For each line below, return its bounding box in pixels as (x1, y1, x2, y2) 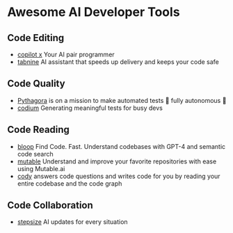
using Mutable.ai (17, 164, 65, 172)
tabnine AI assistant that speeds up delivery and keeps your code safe (17, 58, 219, 66)
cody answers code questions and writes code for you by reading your (17, 172, 220, 180)
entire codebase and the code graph (17, 179, 122, 188)
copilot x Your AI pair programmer (17, 50, 115, 58)
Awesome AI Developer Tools (7, 4, 180, 20)
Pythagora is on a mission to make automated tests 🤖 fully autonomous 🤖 (17, 96, 227, 104)
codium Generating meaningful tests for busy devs (17, 104, 163, 112)
